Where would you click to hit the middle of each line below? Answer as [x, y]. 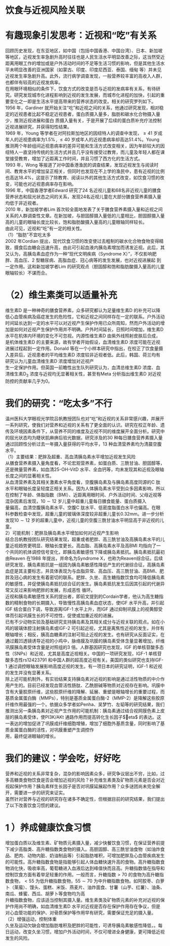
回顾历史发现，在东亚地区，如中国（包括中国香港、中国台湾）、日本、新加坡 [84, 51]
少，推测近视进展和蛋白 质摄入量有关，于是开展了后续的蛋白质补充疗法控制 [83, 120]
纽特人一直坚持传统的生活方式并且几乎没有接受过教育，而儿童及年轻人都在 [83, 152]
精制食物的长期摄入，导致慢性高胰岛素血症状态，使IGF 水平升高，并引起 [89, 603]
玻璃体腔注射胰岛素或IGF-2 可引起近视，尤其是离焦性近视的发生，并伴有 [89, 628]
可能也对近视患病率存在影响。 [45, 184]
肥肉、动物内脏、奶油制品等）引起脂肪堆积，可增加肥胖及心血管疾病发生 [89, 855]
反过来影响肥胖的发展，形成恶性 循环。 [54, 590]
